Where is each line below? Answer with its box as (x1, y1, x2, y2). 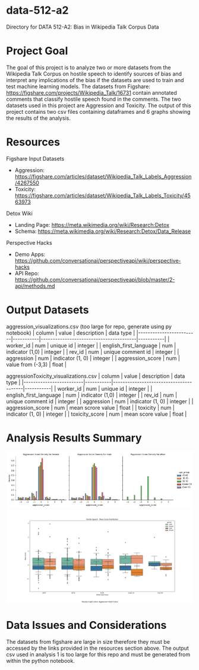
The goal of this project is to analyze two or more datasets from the (6, 64, 171, 71)
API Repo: (14, 269, 40, 277)
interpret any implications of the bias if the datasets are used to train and (6, 76, 184, 83)
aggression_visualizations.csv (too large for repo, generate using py (6, 323, 172, 330)
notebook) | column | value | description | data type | (6, 329, 135, 336)
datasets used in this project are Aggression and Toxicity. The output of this (6, 102, 192, 109)
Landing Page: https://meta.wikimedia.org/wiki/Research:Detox (14, 221, 170, 228)
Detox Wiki (6, 210, 33, 217)
